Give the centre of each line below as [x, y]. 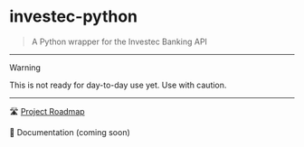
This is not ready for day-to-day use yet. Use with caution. [118, 85]
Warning [25, 67]
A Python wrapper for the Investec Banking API [119, 41]
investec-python [74, 17]
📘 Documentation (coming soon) [70, 132]
